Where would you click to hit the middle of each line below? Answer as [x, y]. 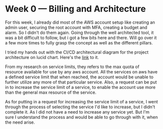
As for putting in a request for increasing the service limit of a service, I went [81, 101]
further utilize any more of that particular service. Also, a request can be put [81, 82]
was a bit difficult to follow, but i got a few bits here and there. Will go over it [81, 38]
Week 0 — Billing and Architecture [75, 9]
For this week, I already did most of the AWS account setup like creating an [80, 22]
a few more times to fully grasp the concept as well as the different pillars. [79, 43]
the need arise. [20, 122]
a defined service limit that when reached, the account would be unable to [79, 77]
